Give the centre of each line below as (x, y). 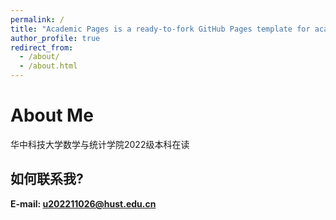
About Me (52, 115)
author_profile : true (55, 38)
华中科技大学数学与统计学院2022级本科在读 (100, 144)
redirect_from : (42, 47)
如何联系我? (47, 179)
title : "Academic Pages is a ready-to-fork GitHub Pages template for (160, 29)
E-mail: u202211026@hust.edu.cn (83, 203)
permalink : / (37, 19)
